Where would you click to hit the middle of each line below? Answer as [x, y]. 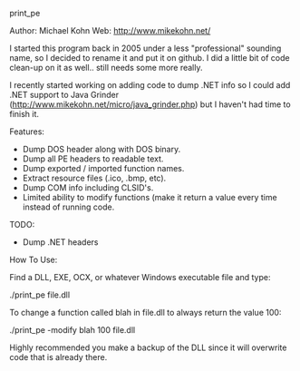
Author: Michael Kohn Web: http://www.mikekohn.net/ [110, 30]
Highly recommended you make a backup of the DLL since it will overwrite [148, 347]
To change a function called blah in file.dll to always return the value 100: [145, 312]
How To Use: [34, 259]
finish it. [24, 114]
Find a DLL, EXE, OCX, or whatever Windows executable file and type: [140, 277]
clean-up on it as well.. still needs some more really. [106, 68]
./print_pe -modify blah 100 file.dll [73, 330]
